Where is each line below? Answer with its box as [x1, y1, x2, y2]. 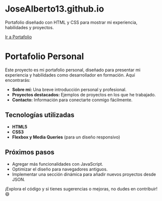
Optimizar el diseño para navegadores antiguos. [12, 166, 108, 172]
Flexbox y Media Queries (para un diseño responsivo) [12, 134, 120, 140]
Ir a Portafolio [5, 34, 32, 40]
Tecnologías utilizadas [5, 111, 74, 119]
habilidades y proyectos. [5, 24, 54, 30]
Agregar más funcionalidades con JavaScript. [12, 161, 103, 167]
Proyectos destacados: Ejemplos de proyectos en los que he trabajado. [12, 92, 156, 97]
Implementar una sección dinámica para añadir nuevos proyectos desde [12, 171, 156, 177]
